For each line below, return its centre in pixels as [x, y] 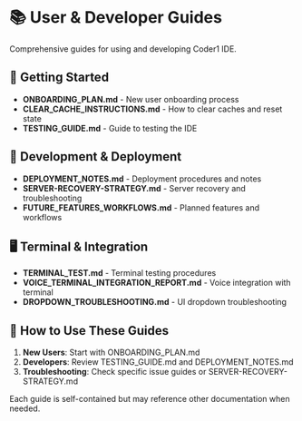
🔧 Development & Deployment [96, 157]
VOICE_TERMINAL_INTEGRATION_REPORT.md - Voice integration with [157, 283]
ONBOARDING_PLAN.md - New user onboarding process [131, 99]
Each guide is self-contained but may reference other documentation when [150, 399]
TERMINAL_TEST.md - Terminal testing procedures [119, 273]
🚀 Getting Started [59, 78]
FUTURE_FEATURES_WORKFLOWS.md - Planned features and [141, 207]
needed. [25, 408]
